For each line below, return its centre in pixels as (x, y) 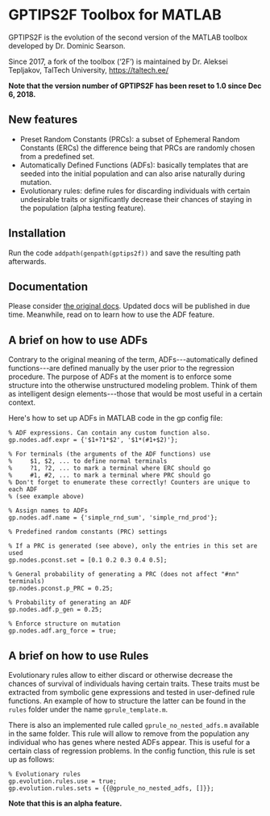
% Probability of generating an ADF (70, 603)
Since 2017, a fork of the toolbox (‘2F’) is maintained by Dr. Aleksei (118, 61)
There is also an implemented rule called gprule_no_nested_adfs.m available (134, 725)
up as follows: (31, 759)
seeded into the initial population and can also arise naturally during (133, 173)
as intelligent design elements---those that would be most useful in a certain (135, 394)
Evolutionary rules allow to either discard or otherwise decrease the (121, 675)
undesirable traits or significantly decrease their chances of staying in (136, 199)
